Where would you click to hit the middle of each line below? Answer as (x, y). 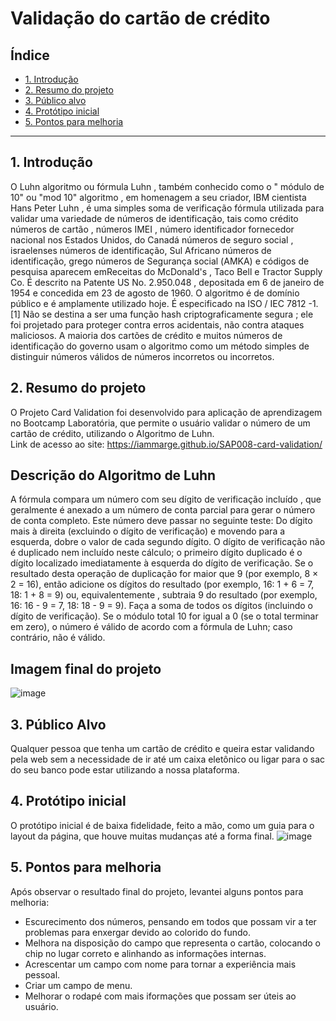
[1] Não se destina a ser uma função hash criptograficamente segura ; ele (162, 314)
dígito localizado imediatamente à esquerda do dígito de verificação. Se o (162, 563)
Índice (30, 55)
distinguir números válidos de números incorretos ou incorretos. (142, 356)
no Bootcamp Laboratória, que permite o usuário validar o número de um (160, 423)
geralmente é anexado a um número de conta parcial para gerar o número (163, 510)
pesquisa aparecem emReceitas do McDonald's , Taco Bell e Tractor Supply (166, 271)
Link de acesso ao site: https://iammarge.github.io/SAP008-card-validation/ (166, 444)
